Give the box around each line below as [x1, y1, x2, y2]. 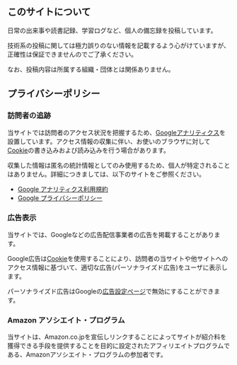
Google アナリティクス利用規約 [17, 185, 108, 193]
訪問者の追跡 [7, 111, 52, 121]
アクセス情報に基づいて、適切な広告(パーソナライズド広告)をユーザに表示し [7, 263, 228, 272]
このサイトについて [7, 6, 91, 18]
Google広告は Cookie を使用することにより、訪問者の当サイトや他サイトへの [7, 254, 229, 262]
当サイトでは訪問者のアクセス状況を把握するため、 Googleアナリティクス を [7, 128, 226, 137]
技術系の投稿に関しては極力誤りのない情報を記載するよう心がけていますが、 [7, 41, 231, 50]
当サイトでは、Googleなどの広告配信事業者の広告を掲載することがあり [7, 230, 214, 238]
